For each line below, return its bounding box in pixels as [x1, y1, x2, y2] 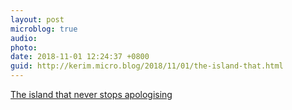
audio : [10, 33, 38, 43]
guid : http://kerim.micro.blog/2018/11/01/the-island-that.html [10, 61, 284, 71]
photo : [10, 42, 38, 53]
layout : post [10, 14, 65, 25]
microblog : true [10, 24, 78, 34]
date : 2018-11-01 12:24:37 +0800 [10, 52, 150, 62]
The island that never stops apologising [10, 89, 173, 100]
